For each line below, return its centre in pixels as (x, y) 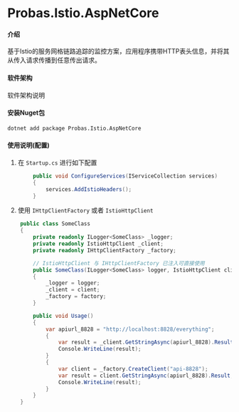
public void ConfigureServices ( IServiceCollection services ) (126, 176)
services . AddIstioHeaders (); (89, 189)
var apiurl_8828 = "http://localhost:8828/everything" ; (130, 329)
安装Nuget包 (26, 113)
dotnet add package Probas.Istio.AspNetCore (74, 128)
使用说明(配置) (28, 145)
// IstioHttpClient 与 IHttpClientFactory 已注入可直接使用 (119, 263)
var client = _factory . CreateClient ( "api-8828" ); (133, 369)
